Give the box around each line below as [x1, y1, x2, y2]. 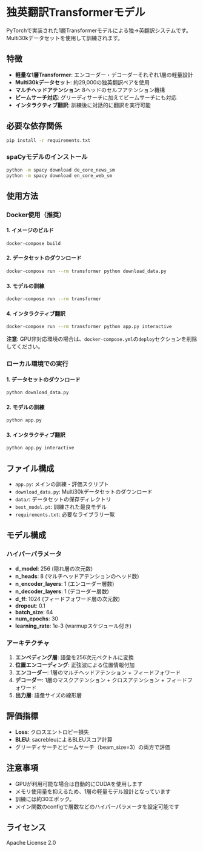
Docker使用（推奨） [6, 210, 65, 219]
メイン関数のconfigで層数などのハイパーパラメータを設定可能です [15, 803, 180, 810]
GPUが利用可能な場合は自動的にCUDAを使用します [15, 780, 143, 787]
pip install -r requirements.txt [6, 137, 91, 143]
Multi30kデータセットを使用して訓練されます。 [6, 34, 123, 41]
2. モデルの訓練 [6, 403, 45, 411]
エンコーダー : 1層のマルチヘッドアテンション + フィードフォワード [15, 669, 181, 676]
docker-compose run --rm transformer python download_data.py [6, 268, 167, 275]
